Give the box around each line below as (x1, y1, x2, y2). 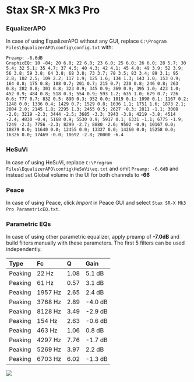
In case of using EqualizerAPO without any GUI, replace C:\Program (6, 37, 167, 44)
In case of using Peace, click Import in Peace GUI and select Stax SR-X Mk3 (6, 199, 186, 207)
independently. (6, 246, 42, 253)
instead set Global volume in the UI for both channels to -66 (6, 171, 150, 178)
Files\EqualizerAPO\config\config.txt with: (6, 44, 114, 51)
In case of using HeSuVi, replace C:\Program (6, 159, 112, 166)
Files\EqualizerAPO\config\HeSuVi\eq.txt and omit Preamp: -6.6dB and (6, 165, 179, 172)
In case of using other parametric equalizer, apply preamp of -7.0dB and (6, 233, 179, 240)
